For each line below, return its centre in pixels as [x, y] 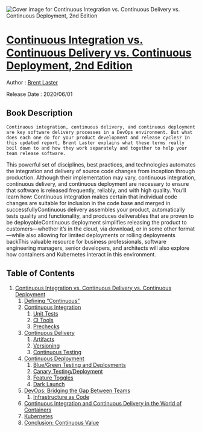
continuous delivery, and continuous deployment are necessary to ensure [98, 183]
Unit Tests [46, 313]
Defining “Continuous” [52, 300]
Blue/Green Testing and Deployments [80, 364]
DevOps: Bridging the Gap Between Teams [77, 390]
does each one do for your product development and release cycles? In [98, 138]
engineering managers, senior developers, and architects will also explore [98, 248]
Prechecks [46, 326]
